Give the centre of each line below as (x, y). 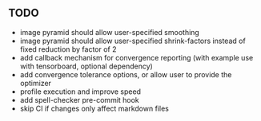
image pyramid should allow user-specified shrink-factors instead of (133, 41)
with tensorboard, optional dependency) (86, 66)
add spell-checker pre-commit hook (80, 100)
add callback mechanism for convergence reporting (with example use (137, 57)
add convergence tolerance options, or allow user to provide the (126, 74)
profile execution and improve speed (80, 92)
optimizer (36, 83)
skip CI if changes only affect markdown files (94, 108)
